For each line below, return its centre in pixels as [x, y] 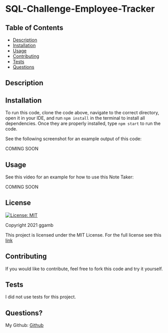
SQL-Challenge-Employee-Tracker [80, 9]
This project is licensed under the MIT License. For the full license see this [83, 235]
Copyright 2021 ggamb [29, 225]
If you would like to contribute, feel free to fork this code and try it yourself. [84, 269]
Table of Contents [34, 28]
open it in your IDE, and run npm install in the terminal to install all [75, 118]
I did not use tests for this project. [41, 297]
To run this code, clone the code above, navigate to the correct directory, [82, 113]
